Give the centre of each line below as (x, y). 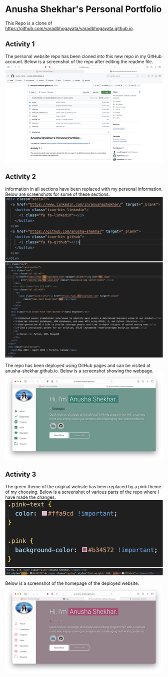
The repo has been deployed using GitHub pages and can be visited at (78, 365)
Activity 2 (21, 177)
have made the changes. (30, 497)
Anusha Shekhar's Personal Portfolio (83, 9)
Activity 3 (21, 474)
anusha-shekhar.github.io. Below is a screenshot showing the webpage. (79, 371)
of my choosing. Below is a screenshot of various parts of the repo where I (82, 492)
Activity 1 (20, 44)
